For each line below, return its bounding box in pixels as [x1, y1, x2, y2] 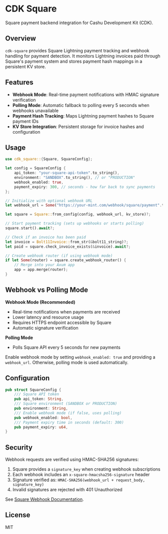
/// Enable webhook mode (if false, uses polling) [14, 410, 122, 415]
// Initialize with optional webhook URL [5, 198, 93, 203]
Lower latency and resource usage [12, 314, 84, 320]
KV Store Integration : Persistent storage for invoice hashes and [12, 124, 144, 130]
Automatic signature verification [12, 325, 78, 331]
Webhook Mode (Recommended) [5, 299, 76, 305]
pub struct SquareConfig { [5, 387, 61, 392]
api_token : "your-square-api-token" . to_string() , [14, 170, 120, 176]
